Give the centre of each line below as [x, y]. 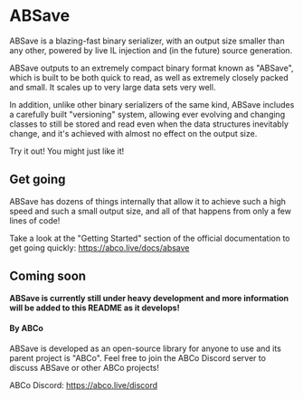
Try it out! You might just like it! [67, 151]
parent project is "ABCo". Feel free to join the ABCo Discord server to [138, 357]
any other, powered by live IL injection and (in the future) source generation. [151, 50]
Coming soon [48, 276]
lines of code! [35, 220]
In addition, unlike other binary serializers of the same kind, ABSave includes [152, 104]
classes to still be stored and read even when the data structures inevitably [149, 124]
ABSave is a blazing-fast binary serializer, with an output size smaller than [147, 41]
